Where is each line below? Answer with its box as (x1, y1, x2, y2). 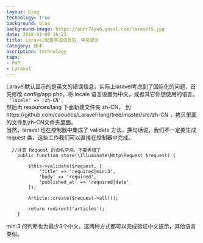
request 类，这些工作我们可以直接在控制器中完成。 (6, 134, 134, 141)
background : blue (6, 20, 51, 26)
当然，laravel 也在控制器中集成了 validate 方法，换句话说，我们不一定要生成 (6, 126, 197, 134)
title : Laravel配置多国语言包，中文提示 (6, 37, 99, 43)
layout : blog (6, 9, 40, 15)
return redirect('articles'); (28, 206, 105, 212)
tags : (6, 54, 20, 60)
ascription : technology (6, 49, 67, 55)
